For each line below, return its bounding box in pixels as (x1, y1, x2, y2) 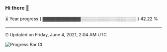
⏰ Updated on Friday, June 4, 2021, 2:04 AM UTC (5, 32, 107, 38)
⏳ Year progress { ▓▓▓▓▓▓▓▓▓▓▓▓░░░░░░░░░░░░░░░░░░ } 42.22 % (5, 16, 158, 22)
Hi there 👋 (5, 4, 30, 11)
